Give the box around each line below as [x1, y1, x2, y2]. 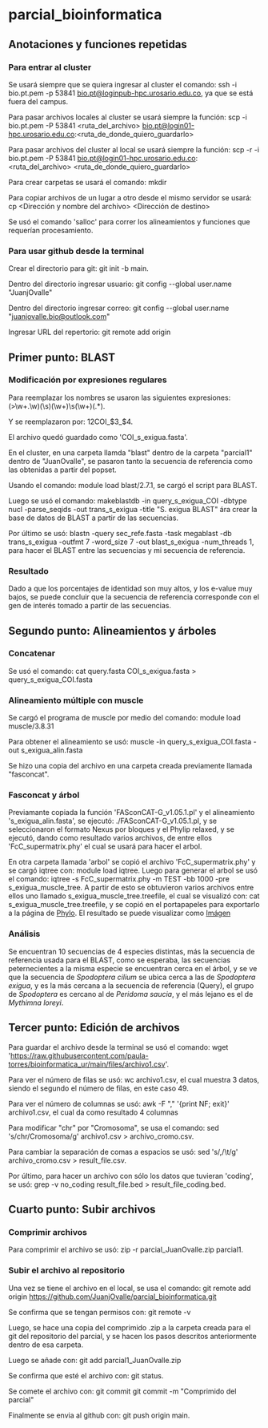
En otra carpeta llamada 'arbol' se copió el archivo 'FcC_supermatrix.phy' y [8, 857, 256, 867]
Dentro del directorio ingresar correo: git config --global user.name [8, 303, 230, 313]
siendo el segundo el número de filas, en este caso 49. [8, 1083, 190, 1093]
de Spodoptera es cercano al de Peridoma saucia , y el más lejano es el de [8, 989, 254, 998]
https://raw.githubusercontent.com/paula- [10, 1051, 150, 1060]
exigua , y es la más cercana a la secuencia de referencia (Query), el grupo [8, 980, 254, 990]
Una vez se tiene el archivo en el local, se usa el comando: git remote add [8, 1283, 251, 1293]
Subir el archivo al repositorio [8, 1265, 126, 1276]
